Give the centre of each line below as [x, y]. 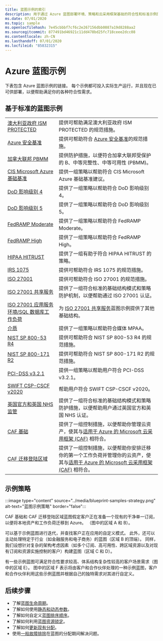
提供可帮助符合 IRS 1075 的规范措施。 [102, 270]
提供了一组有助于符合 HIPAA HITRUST [102, 254]
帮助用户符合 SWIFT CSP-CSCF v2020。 [106, 389]
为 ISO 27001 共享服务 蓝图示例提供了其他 [106, 308]
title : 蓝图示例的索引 [25, 9]
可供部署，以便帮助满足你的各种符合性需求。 [50, 92]
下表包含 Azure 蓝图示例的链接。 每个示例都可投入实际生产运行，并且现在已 [81, 85]
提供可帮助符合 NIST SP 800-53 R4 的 [103, 337]
